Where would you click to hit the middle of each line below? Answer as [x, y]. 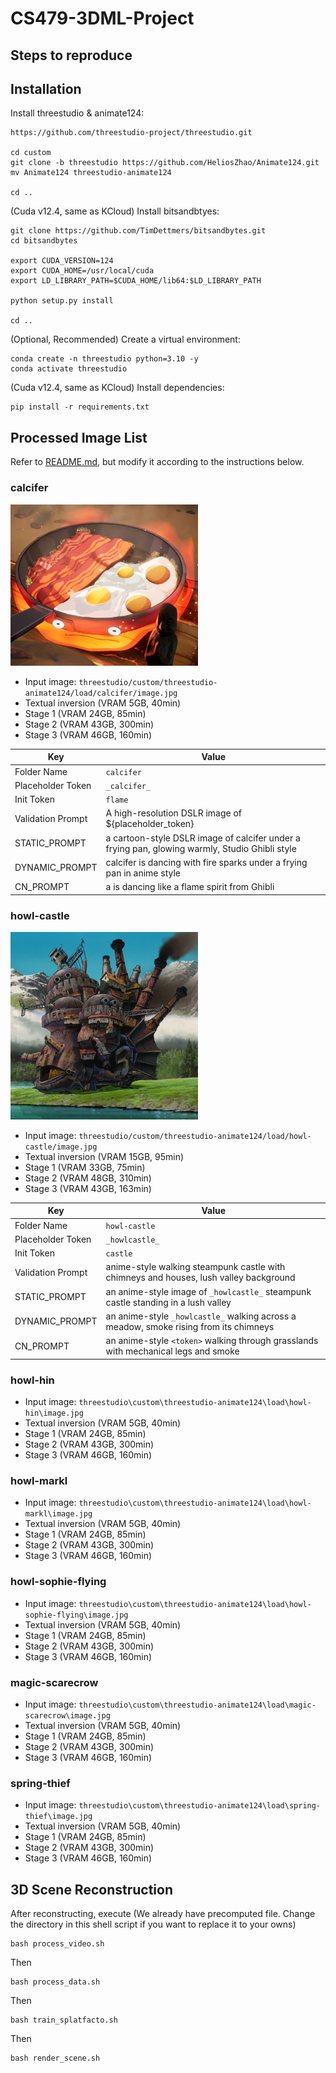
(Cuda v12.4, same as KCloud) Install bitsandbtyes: [115, 211]
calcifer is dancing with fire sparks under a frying [206, 862]
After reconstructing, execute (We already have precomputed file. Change [163, 1913]
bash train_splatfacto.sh [64, 2020]
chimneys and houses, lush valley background [200, 1278]
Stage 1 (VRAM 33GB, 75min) [85, 1167]
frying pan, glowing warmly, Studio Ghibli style [201, 848]
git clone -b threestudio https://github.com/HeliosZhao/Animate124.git [165, 163]
